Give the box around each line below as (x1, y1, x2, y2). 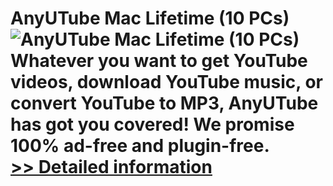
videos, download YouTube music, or (10, 71, 323, 94)
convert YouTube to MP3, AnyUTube (10, 92, 319, 115)
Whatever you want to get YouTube (10, 50, 308, 72)
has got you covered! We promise (10, 113, 295, 136)
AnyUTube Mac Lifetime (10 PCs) (10, 7, 290, 30)
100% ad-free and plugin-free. (10, 135, 270, 157)
